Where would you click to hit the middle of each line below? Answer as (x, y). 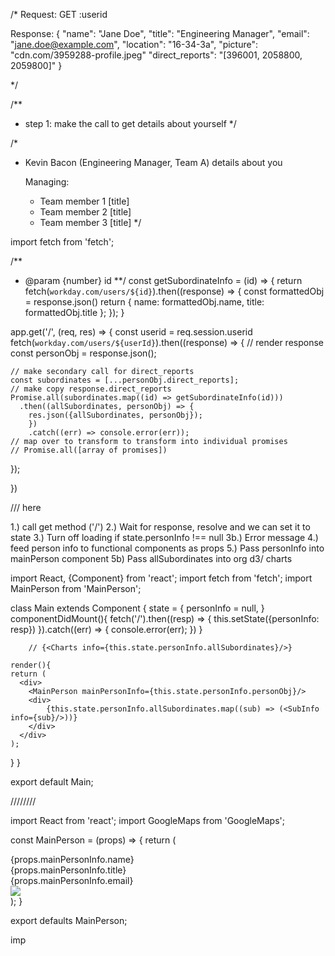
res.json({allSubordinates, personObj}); (115, 415)
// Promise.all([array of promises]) (89, 450)
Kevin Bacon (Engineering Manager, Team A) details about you (153, 162)
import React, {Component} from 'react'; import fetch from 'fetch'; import (161, 578)
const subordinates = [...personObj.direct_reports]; (125, 380)
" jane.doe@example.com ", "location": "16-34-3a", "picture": (134, 44)
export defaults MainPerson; (69, 920)
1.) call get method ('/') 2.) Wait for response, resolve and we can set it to (160, 527)
